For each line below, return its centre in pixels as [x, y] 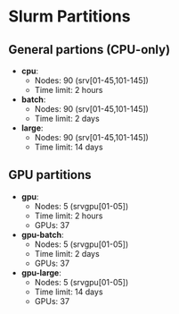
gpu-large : [41, 272]
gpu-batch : [42, 234]
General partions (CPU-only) [89, 50]
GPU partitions [50, 175]
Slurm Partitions [69, 17]
